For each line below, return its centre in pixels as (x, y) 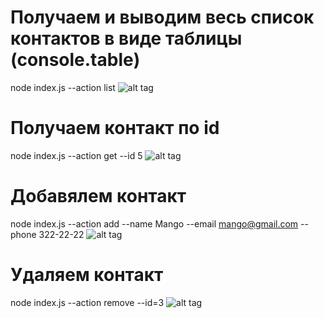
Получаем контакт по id (115, 128)
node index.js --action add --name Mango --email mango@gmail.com (154, 223)
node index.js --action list (63, 87)
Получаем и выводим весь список (162, 17)
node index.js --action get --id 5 (76, 155)
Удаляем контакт (87, 275)
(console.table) (75, 60)
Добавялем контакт (98, 196)
